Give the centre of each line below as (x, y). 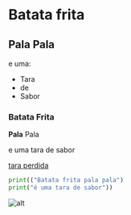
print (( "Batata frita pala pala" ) (66, 181)
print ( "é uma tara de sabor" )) (61, 188)
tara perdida (29, 165)
